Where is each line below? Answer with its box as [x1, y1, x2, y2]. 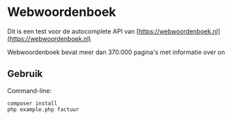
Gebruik [7, 68, 43, 80]
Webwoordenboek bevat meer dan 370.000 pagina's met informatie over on [7, 48, 225, 56]
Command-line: [7, 86, 52, 94]
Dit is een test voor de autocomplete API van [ [7, 27, 139, 35]
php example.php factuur [7, 105, 79, 113]
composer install [7, 100, 58, 107]
